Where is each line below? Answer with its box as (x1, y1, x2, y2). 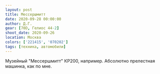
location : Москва (5, 35, 41, 40)
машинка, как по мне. (5, 63, 52, 69)
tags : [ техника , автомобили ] (5, 44, 66, 49)
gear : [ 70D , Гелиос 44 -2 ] (5, 26, 59, 31)
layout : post (5, 7, 32, 12)
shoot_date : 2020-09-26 (5, 30, 55, 35)
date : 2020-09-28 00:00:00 (5, 16, 61, 21)
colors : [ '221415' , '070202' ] (5, 40, 68, 45)
